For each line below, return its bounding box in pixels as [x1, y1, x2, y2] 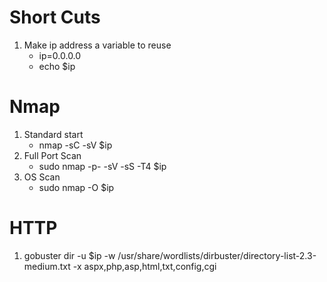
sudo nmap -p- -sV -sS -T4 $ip [38, 160, 167, 172]
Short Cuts [9, 6, 101, 29]
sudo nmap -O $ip [38, 181, 115, 193]
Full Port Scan [23, 149, 82, 161]
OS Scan [23, 171, 61, 183]
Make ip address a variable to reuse [23, 39, 172, 51]
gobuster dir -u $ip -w [23, 249, 116, 261]
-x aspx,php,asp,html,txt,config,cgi [72, 260, 217, 272]
